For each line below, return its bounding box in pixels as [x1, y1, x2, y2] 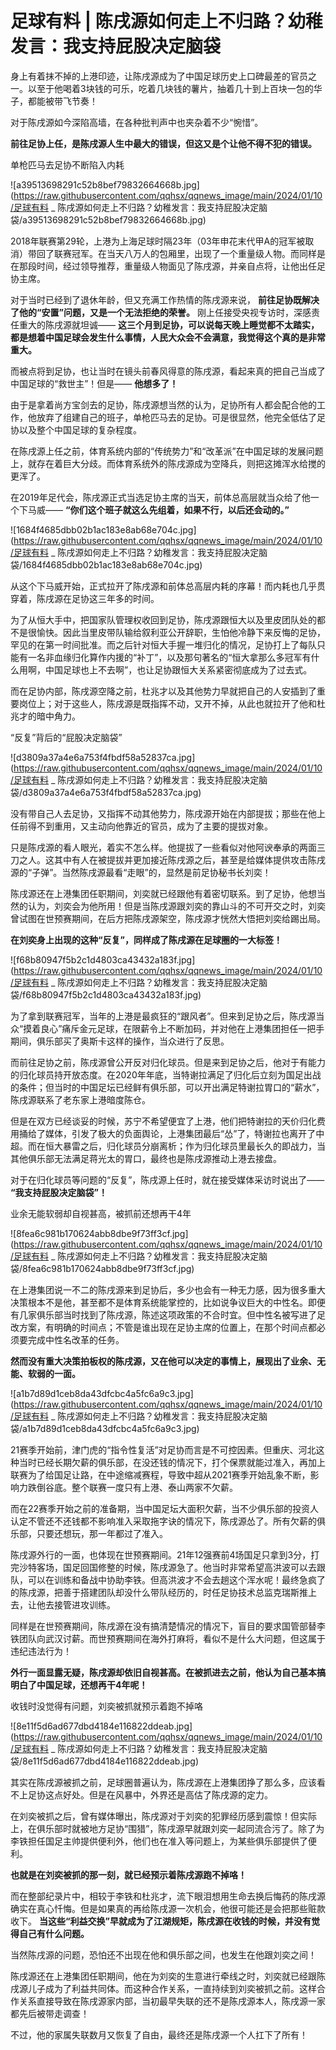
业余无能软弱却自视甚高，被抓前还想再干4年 [10, 1207, 192, 1219]
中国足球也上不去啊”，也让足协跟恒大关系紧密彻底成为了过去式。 [44, 663, 313, 676]
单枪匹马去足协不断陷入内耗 [10, 158, 125, 171]
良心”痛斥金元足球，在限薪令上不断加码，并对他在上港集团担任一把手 [40, 1022, 325, 1034]
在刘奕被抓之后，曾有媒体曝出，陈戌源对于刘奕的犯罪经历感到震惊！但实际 [10, 1810, 317, 1822]
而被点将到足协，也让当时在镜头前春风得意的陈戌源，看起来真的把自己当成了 [10, 365, 326, 377]
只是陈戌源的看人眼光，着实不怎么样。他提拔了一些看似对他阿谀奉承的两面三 [10, 841, 326, 853]
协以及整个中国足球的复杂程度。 [10, 423, 142, 436]
